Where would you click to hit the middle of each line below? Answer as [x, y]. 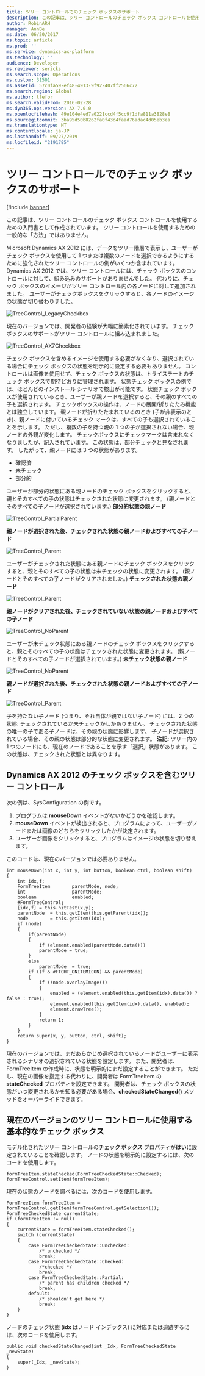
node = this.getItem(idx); [61, 919]
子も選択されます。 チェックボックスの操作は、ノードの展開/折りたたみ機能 [101, 404]
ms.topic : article [30, 40]
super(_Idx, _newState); [49, 1363]
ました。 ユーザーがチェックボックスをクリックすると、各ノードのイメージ [100, 293]
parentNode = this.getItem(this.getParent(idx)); [83, 913]
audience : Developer [33, 63]
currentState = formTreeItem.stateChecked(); [76, 1230]
